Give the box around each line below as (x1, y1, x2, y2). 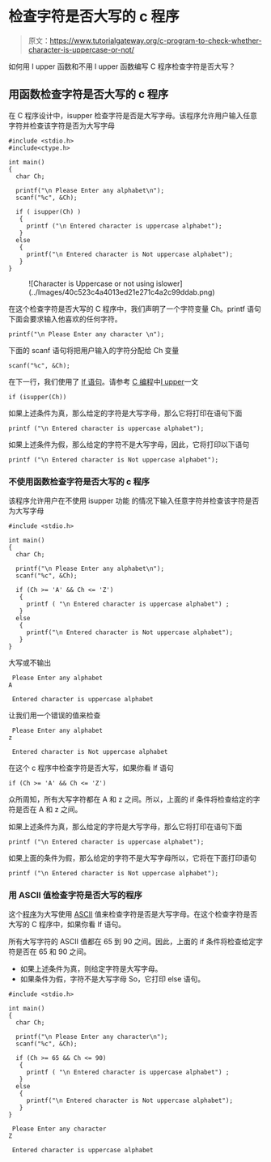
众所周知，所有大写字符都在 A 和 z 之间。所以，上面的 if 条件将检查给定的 (8, 794, 253, 804)
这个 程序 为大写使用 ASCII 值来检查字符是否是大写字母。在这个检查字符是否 (8, 909, 258, 919)
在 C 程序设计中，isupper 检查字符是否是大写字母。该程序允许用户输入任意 (8, 110, 257, 120)
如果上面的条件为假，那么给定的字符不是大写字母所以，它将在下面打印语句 (8, 853, 256, 863)
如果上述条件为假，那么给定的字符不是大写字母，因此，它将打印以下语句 (8, 439, 249, 449)
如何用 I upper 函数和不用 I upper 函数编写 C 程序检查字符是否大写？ (8, 62, 236, 71)
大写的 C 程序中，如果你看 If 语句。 (8, 920, 125, 930)
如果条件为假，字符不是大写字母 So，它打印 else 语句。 (19, 974, 205, 984)
